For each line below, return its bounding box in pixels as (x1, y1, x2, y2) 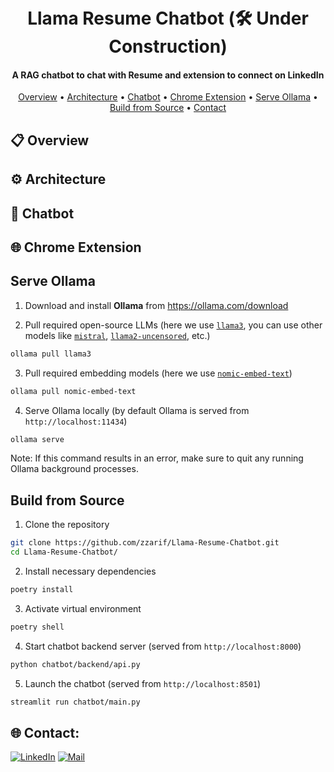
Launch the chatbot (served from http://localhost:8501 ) (24, 677, 262, 689)
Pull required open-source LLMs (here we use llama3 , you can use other (24, 319, 323, 331)
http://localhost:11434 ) (24, 415, 128, 427)
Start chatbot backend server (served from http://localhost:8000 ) (24, 640, 302, 652)
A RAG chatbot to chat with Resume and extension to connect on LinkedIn (11, 69, 325, 81)
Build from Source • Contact (109, 102, 227, 114)
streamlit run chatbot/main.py (10, 697, 141, 707)
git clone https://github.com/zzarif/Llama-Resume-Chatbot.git (10, 538, 280, 548)
